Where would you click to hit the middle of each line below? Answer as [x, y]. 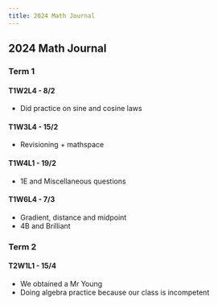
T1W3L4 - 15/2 [33, 126]
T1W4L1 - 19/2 [32, 163]
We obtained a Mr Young [61, 283]
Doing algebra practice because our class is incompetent [115, 292]
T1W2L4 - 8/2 [32, 90]
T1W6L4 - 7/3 [32, 200]
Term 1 [22, 71]
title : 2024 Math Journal [51, 16]
